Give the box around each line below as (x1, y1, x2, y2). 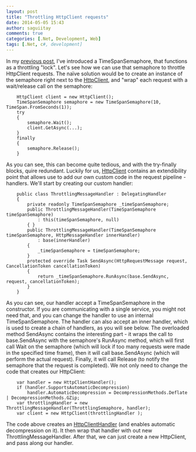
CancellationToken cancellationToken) (6, 263, 101, 269)
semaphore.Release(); (27, 145, 80, 151)
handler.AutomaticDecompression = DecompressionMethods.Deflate (27, 390, 188, 395)
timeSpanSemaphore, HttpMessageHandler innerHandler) (6, 232, 141, 238)
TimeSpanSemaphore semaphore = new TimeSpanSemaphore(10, (16, 99, 161, 105)
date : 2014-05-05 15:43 (6, 19, 65, 25)
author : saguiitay (6, 25, 51, 31)
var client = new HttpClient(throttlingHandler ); (16, 410, 143, 416)
